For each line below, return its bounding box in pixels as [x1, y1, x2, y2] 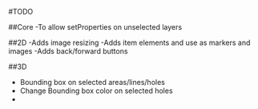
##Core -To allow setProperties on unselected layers [8, 22, 183, 31]
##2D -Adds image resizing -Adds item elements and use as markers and [8, 38, 251, 47]
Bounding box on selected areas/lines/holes [19, 78, 166, 87]
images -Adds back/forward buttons [8, 46, 128, 55]
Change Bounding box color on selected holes [19, 86, 174, 95]
